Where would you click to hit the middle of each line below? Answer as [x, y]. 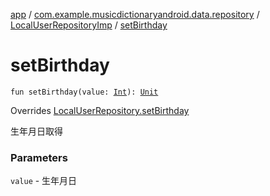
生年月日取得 [36, 131]
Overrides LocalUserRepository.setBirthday [100, 110]
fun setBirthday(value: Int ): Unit [84, 92]
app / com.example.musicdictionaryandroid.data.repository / [135, 14]
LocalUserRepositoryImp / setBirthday [89, 25]
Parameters [39, 157]
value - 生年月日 [44, 181]
